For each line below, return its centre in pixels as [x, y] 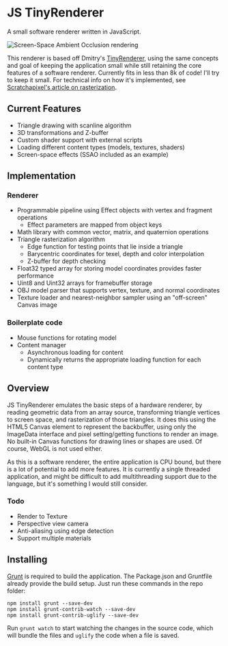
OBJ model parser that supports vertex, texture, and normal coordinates [118, 290]
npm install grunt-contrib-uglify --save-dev [73, 615]
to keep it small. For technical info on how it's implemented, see [97, 79]
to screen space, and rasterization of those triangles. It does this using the [112, 419]
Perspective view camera [53, 523]
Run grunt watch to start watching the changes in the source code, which [110, 628]
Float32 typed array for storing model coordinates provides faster [109, 269]
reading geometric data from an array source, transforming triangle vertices [114, 412]
